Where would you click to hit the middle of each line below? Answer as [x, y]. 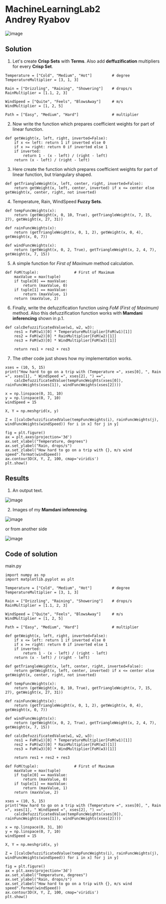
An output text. [28, 490]
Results [17, 478]
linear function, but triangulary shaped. [52, 174]
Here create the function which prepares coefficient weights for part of [85, 169]
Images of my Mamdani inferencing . [50, 509]
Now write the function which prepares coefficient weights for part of [83, 124]
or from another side [26, 529]
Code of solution [32, 554]
